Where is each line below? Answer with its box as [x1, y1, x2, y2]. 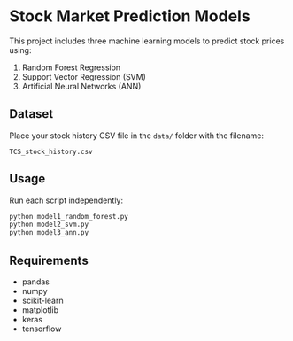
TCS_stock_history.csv [9, 147, 93, 156]
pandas [21, 276, 50, 287]
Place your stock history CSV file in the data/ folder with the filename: [9, 130, 264, 141]
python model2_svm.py [9, 220, 89, 229]
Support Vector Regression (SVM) [21, 71, 146, 81]
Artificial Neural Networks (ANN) [21, 81, 142, 91]
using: [9, 44, 32, 55]
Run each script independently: [9, 195, 124, 205]
